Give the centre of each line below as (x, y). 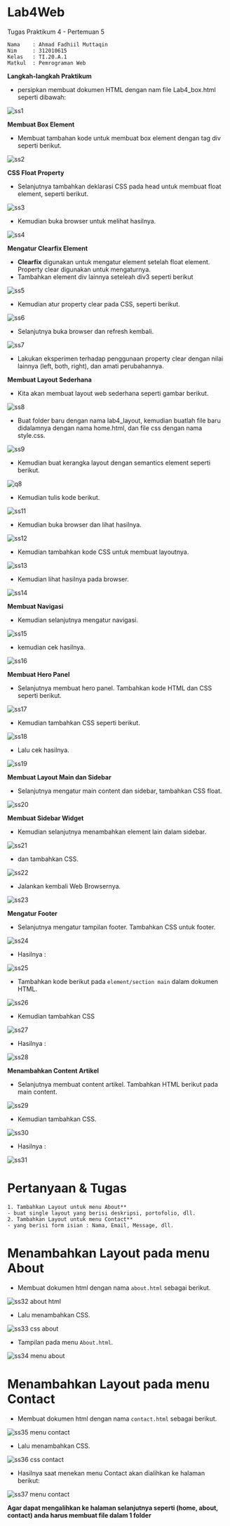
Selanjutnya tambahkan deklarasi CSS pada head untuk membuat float (119, 186)
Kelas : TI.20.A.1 (38, 57)
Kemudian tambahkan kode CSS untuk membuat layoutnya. (103, 552)
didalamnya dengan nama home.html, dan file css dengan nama (110, 428)
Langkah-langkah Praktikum (50, 76)
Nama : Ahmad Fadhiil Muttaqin (58, 44)
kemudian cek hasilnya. (51, 647)
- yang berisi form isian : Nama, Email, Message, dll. (90, 1225)
